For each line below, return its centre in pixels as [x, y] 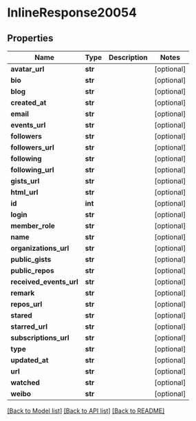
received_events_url [45, 282]
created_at [29, 103]
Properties [30, 38]
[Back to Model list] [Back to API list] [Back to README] [86, 411]
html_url [24, 192]
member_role [33, 226]
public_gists [31, 259]
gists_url [25, 181]
